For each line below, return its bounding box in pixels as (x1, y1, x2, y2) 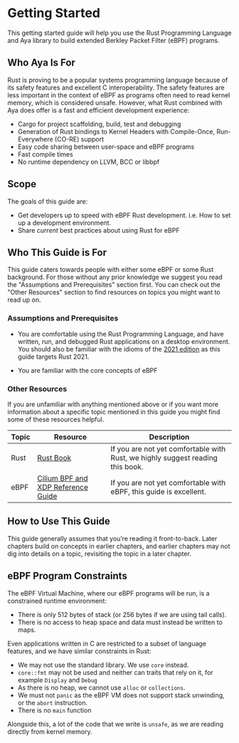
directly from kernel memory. (7, 727, 92, 736)
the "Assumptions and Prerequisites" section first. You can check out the (7, 280, 221, 289)
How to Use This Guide (7, 515, 110, 527)
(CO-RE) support (54, 135, 105, 143)
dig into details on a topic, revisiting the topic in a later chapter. (7, 549, 192, 558)
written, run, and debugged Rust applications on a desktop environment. (17, 337, 230, 346)
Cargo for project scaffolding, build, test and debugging (17, 120, 181, 128)
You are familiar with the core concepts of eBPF (17, 366, 158, 374)
